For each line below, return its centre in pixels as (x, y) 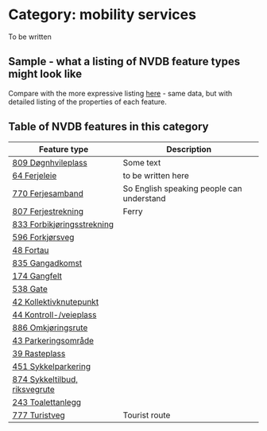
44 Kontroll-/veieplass (54, 314)
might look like (45, 74)
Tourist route (147, 415)
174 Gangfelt (37, 276)
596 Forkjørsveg (43, 237)
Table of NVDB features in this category (108, 127)
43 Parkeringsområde (53, 340)
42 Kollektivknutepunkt (56, 301)
